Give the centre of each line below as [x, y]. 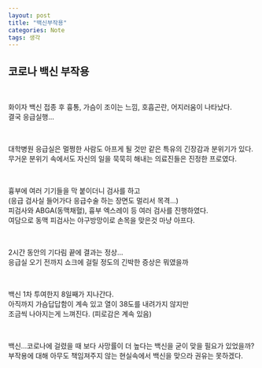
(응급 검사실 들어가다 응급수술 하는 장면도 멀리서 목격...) [94, 201]
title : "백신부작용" [38, 23]
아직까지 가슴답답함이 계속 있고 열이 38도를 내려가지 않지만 [98, 304]
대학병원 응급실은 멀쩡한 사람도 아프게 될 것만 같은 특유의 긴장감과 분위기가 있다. [131, 149]
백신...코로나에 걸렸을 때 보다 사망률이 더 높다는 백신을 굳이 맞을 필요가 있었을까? [131, 346]
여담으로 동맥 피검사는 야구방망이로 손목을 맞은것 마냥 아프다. [101, 221]
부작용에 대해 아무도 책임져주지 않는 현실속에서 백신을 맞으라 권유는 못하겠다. [126, 356]
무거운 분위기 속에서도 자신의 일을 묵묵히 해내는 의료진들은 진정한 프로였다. [123, 159]
